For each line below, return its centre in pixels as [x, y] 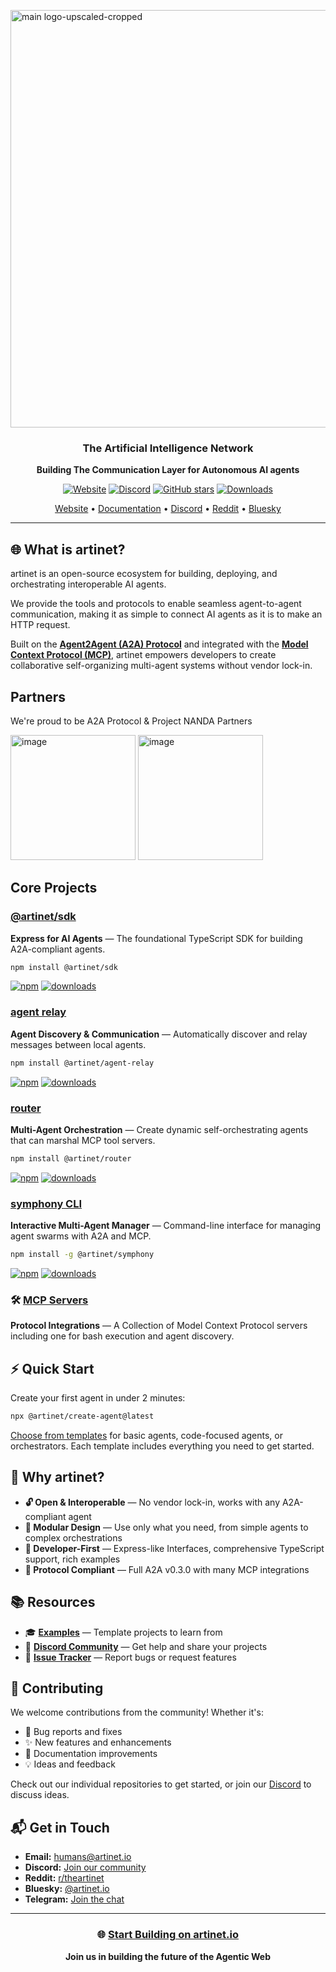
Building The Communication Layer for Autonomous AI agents [168, 470]
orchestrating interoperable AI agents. [88, 584]
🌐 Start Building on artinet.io [168, 1935]
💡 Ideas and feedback [70, 1764]
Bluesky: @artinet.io [67, 1889]
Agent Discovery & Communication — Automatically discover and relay [159, 1034]
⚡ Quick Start [52, 1368]
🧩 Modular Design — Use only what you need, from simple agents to [166, 1527]
